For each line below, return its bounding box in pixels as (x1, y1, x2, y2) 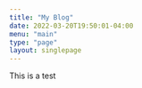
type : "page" (9, 37, 58, 47)
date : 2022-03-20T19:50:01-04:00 (9, 21, 134, 30)
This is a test (9, 70, 56, 81)
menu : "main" (9, 29, 58, 38)
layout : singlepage (9, 46, 82, 55)
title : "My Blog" (9, 12, 74, 22)
